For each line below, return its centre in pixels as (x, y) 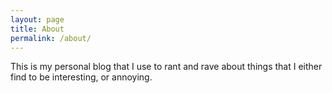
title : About (37, 29)
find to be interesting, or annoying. (81, 77)
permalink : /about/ (51, 38)
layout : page (37, 19)
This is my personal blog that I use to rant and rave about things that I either (166, 67)
